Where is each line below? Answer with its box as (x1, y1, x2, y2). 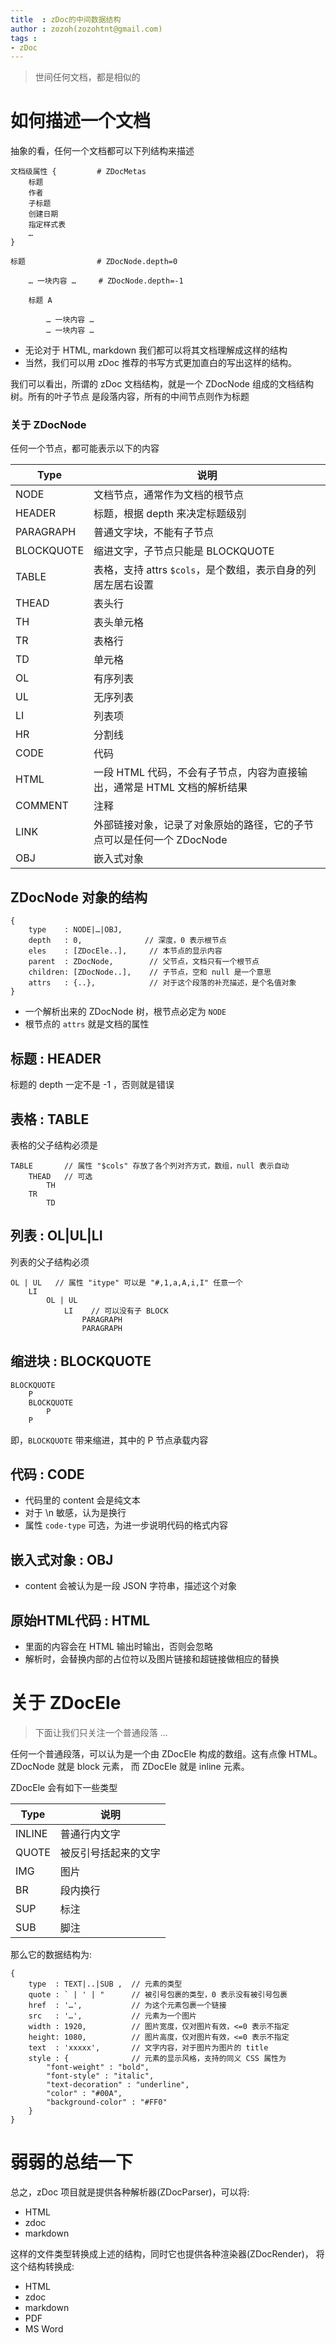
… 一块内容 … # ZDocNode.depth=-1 (28, 276, 184, 286)
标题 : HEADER (10, 1050, 102, 1067)
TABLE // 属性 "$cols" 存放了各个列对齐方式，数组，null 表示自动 (10, 1161, 290, 1171)
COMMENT (15, 799, 69, 813)
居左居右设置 (93, 578, 155, 592)
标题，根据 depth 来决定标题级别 (93, 507, 247, 521)
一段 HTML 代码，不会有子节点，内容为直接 (93, 766, 298, 780)
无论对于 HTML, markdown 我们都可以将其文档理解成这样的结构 (24, 344, 288, 356)
